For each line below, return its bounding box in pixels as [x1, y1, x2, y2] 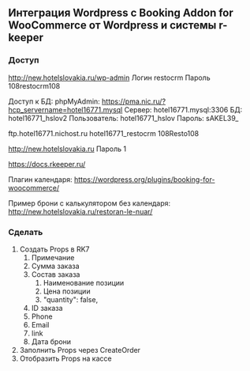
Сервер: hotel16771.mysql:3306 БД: [124, 104, 243, 114]
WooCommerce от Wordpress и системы [8, 19, 217, 32]
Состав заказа [31, 269, 80, 279]
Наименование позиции [43, 278, 125, 287]
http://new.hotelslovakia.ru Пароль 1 [8, 144, 127, 153]
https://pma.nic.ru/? [101, 97, 166, 106]
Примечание [31, 252, 75, 262]
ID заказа [31, 303, 63, 312]
